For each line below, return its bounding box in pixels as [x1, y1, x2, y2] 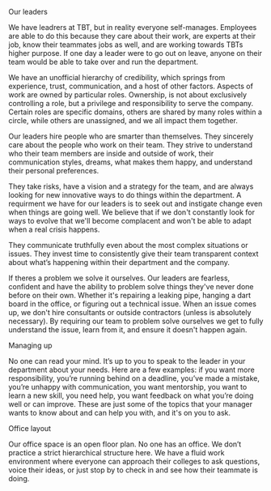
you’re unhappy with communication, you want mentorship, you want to [8, 382, 248, 391]
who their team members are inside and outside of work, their [8, 149, 214, 158]
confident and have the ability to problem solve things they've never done [8, 282, 254, 291]
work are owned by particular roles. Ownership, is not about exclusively [8, 90, 248, 100]
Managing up [8, 340, 53, 350]
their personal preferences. [8, 166, 100, 175]
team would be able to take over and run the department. [8, 57, 199, 66]
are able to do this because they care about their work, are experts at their [8, 32, 256, 41]
